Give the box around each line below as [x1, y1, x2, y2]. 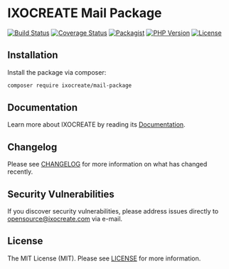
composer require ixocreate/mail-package [7, 82, 132, 89]
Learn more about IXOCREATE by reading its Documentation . [7, 120, 186, 129]
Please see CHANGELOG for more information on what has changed [7, 160, 208, 169]
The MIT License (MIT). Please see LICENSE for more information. [7, 254, 201, 263]
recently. [7, 167, 33, 176]
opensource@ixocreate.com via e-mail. [7, 215, 123, 223]
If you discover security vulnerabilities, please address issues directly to [7, 207, 219, 216]
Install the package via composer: [7, 68, 107, 76]
